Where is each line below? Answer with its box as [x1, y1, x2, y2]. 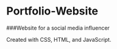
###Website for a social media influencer [6, 24, 110, 31]
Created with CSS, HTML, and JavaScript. [6, 36, 112, 43]
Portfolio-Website [6, 4, 99, 18]
